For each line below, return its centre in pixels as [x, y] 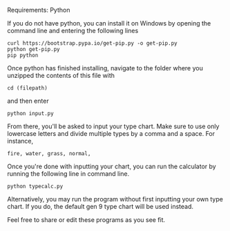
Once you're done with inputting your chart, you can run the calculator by [112, 166]
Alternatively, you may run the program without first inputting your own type [115, 199]
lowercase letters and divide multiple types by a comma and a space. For [111, 133]
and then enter [28, 101]
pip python [23, 55]
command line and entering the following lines [73, 31]
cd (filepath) [28, 88]
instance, [20, 141]
